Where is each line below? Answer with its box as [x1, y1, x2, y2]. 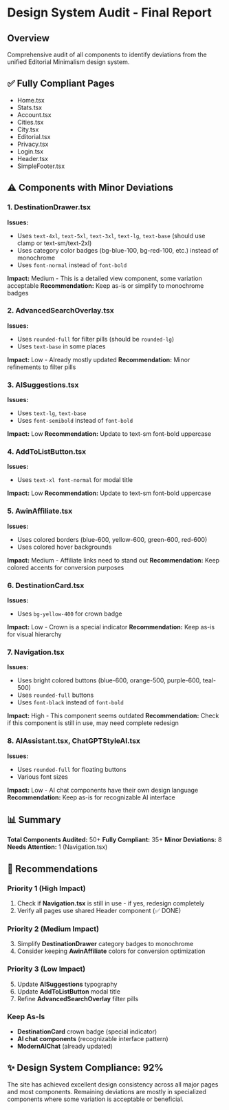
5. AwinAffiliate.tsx [7, 506, 73, 516]
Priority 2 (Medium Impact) [7, 924, 100, 934]
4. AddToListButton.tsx [7, 447, 87, 457]
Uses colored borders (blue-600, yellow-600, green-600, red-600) [17, 535, 208, 543]
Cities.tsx [17, 118, 44, 126]
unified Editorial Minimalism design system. [7, 58, 130, 66]
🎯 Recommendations [7, 863, 98, 875]
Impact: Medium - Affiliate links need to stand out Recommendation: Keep [7, 556, 220, 564]
